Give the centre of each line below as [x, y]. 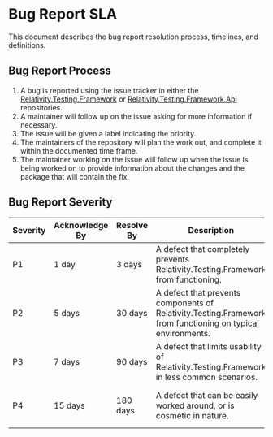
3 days [130, 264]
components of [185, 303]
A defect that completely [203, 249]
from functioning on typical [208, 323]
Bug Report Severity [61, 203]
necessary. [39, 125]
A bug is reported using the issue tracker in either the [109, 90]
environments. [183, 333]
